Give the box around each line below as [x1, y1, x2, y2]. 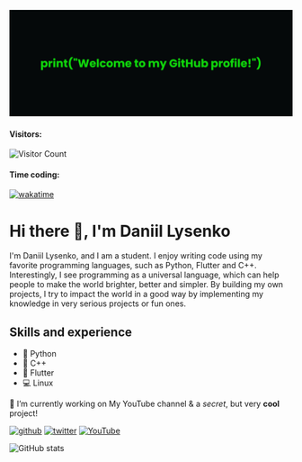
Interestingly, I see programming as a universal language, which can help [9, 269, 280, 280]
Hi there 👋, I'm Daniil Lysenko [9, 221, 231, 241]
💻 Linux [22, 377, 54, 388]
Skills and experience [9, 324, 133, 340]
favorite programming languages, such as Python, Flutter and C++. [9, 260, 258, 271]
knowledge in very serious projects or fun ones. [9, 298, 187, 309]
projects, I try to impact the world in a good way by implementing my [9, 289, 263, 300]
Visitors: [9, 128, 42, 140]
